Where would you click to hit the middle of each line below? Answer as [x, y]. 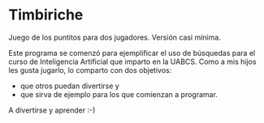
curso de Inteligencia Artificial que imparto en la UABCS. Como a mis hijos [132, 61]
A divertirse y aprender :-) [52, 110]
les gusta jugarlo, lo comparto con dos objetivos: [90, 70]
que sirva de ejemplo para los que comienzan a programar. [119, 94]
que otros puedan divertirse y [69, 86]
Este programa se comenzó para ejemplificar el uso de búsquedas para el [132, 53]
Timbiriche [46, 15]
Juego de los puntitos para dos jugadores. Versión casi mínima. [115, 37]
